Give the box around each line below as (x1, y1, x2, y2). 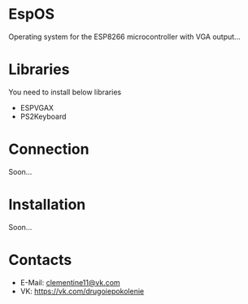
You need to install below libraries (8, 87, 122, 97)
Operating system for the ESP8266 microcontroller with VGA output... (8, 32, 241, 41)
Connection (8, 140, 89, 159)
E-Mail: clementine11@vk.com (20, 277, 120, 287)
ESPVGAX (20, 102, 54, 112)
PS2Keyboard (20, 111, 67, 121)
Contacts (8, 250, 72, 269)
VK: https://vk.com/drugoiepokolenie (20, 286, 145, 296)
